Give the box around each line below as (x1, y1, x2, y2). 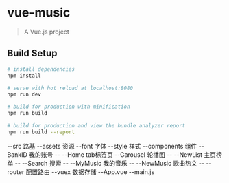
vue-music (7, 5, 71, 21)
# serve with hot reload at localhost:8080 (7, 85, 134, 91)
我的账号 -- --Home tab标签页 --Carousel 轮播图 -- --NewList (28, 150, 202, 159)
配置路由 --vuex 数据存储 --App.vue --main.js (25, 167, 155, 176)
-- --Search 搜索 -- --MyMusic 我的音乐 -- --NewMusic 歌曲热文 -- (14, 159, 204, 167)
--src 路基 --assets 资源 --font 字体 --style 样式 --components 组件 (7, 142, 197, 150)
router (7, 167, 25, 176)
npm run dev (7, 91, 41, 98)
